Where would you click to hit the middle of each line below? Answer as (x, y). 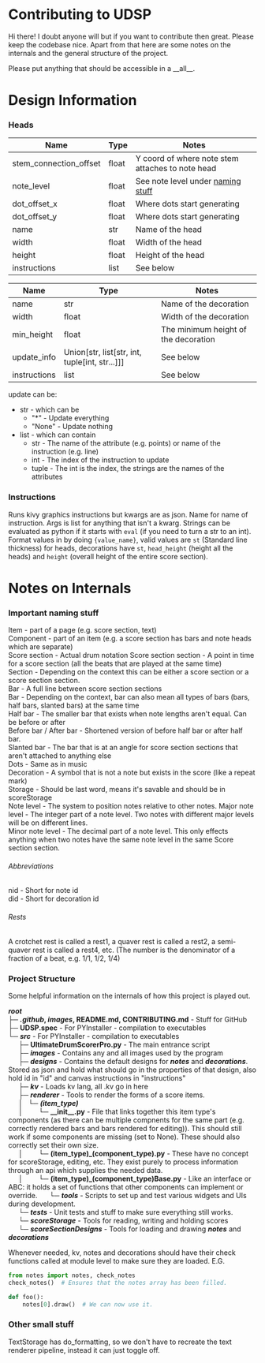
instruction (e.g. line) (65, 452)
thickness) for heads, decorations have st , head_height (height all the (121, 548)
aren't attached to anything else (60, 756)
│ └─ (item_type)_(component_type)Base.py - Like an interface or (135, 1178)
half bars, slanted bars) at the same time (74, 706)
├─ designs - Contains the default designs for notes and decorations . (133, 1061)
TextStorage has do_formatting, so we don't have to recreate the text (120, 1342)
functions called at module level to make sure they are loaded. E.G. (116, 1260)
